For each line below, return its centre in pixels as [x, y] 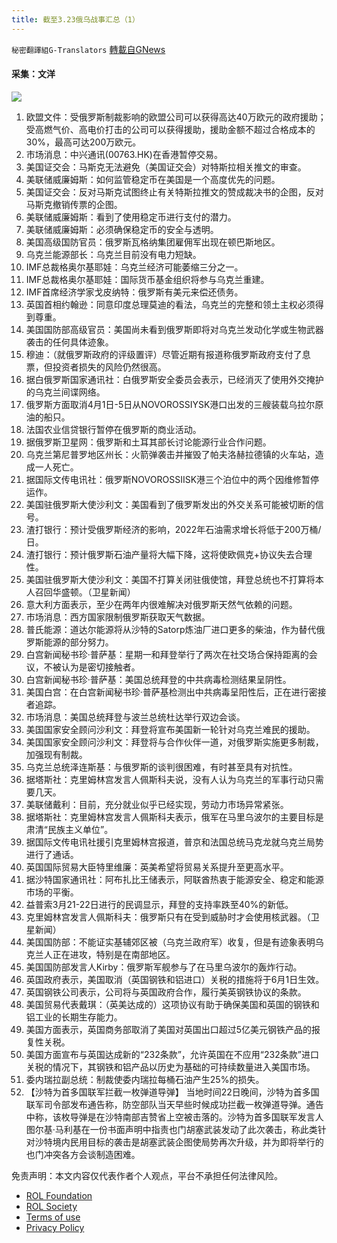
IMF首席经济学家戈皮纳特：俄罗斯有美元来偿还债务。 [134, 292]
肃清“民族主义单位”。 [69, 829]
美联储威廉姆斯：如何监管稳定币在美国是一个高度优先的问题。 [153, 179]
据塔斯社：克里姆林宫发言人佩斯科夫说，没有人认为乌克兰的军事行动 [166, 779]
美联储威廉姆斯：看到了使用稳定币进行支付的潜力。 [131, 217]
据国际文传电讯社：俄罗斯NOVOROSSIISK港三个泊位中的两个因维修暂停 [172, 479]
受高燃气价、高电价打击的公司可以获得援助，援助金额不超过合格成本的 [170, 129]
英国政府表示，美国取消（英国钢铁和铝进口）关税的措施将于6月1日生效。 [175, 979]
